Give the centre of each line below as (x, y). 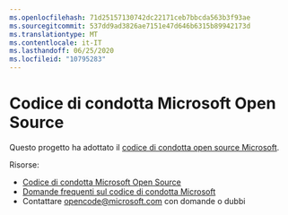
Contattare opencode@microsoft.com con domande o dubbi (134, 201)
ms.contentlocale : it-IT (56, 43)
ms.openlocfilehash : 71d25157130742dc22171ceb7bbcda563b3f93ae (130, 17)
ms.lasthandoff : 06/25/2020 (62, 51)
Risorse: (25, 164)
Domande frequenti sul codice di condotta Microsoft (119, 191)
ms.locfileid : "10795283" (57, 59)
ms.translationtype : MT (54, 34)
